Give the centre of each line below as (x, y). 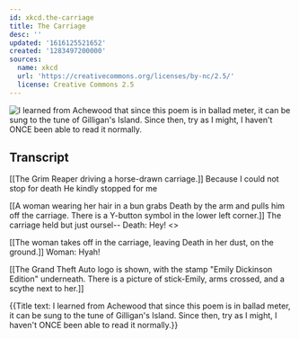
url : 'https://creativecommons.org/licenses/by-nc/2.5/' (126, 76)
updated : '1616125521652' (57, 43)
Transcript (39, 158)
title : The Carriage (48, 26)
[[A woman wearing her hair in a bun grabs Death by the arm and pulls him (147, 206)
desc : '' (26, 34)
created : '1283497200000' (57, 51)
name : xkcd (38, 68)
